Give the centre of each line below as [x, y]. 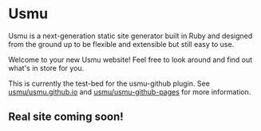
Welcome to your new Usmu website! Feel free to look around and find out [130, 60]
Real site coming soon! [66, 117]
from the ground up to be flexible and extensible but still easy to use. [121, 44]
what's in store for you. [46, 67]
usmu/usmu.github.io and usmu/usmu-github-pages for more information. [130, 91]
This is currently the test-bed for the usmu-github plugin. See [109, 83]
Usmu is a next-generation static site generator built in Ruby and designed [130, 36]
